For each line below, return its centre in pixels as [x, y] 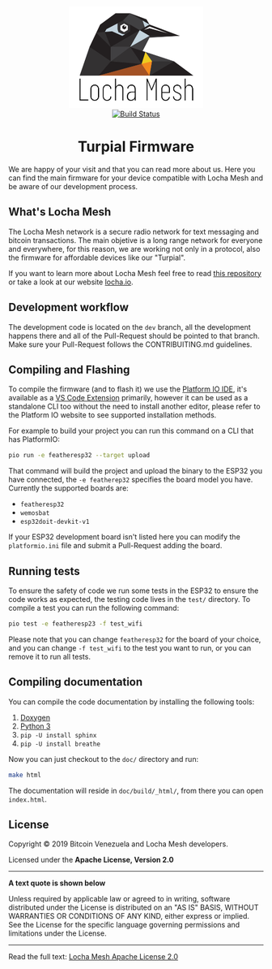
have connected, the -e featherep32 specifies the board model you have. [131, 480]
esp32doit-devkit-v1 [55, 522]
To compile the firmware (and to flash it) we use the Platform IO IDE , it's [128, 389]
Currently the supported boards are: [69, 488]
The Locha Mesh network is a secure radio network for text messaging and [134, 231]
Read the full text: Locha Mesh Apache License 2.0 [93, 957]
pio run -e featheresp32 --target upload [79, 456]
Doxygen [35, 717]
